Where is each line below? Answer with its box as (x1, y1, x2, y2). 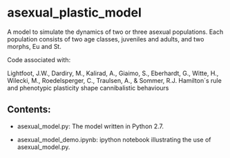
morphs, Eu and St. (7, 42, 62, 50)
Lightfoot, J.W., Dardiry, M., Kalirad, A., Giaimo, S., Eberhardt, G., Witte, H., (7, 69, 219, 77)
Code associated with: (7, 55, 71, 63)
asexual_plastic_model (7, 5, 142, 21)
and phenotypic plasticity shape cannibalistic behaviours (7, 83, 169, 92)
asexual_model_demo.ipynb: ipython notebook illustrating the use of (17, 135, 211, 144)
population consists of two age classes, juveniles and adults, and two (7, 34, 204, 43)
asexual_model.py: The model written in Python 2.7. (17, 122, 164, 130)
